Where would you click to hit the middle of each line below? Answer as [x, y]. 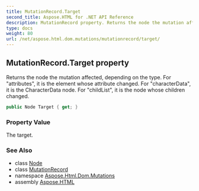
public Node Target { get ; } [42, 107]
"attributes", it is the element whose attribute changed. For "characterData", [99, 83]
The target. [20, 135]
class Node [28, 163]
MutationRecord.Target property [68, 63]
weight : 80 [20, 34]
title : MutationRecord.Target [44, 12]
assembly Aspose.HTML [45, 182]
